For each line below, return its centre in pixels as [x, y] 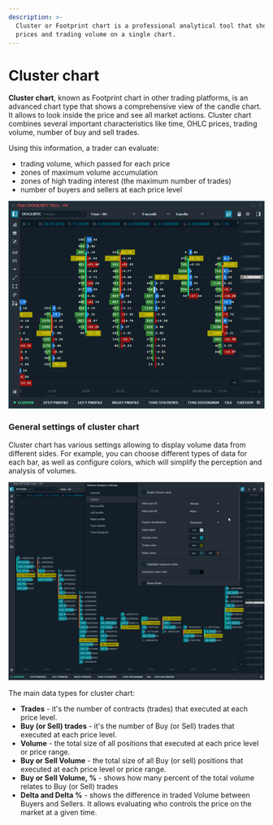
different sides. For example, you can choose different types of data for [128, 453]
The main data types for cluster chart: [72, 693]
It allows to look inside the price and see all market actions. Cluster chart [130, 115]
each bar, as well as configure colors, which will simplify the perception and [135, 462]
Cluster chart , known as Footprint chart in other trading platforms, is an [128, 98]
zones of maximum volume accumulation [89, 173]
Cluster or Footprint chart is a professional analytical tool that [134, 26]
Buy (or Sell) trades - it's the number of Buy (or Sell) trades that [127, 726]
